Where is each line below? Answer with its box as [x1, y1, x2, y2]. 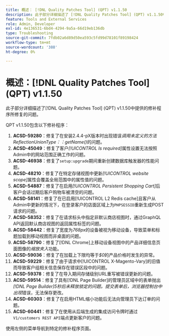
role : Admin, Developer [6, 21, 56, 27]
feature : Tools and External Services [6, 17, 87, 22]
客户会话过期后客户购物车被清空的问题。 [13, 189, 97, 195]
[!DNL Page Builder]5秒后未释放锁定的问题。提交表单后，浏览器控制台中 [13, 283, 162, 289]
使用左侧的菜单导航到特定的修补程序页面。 [6, 325, 94, 331]
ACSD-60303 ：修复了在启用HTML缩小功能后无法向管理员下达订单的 [13, 296, 156, 302]
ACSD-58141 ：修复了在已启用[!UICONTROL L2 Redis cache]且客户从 [13, 195, 156, 201]
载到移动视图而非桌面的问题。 [22, 233, 84, 239]
